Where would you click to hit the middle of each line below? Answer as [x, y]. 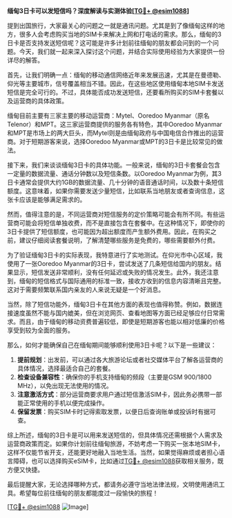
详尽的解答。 [25, 60]
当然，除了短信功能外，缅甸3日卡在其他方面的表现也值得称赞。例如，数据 [112, 304]
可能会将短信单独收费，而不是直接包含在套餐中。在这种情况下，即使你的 [122, 223]
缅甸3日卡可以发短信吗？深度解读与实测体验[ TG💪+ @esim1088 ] [98, 11]
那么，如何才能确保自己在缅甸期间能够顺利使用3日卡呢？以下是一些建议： [112, 345]
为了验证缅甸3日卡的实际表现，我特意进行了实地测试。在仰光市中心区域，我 [115, 255]
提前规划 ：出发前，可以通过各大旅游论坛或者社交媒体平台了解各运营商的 [120, 360]
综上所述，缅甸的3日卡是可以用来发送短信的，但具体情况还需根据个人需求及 [115, 435]
